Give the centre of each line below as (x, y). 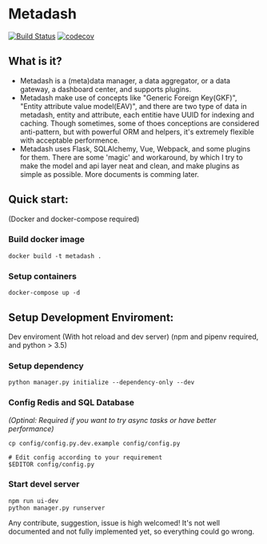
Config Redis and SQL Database (71, 403)
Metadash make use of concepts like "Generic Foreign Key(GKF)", (128, 98)
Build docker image (47, 240)
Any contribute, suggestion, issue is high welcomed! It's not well (114, 522)
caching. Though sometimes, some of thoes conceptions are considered (139, 123)
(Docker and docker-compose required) (74, 219)
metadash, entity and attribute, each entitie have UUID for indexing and (137, 115)
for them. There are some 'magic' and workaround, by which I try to (132, 157)
